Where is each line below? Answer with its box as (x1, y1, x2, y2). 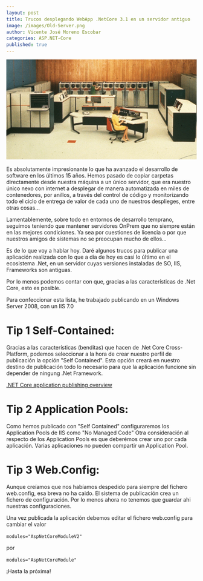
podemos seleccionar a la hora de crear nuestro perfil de (30, 350, 172, 357)
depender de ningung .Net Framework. (6, 370, 103, 377)
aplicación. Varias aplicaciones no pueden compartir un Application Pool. (6, 442, 188, 450)
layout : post (6, 10, 39, 16)
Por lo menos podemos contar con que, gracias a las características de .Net (6, 278, 196, 285)
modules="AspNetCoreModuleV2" (6, 534, 83, 540)
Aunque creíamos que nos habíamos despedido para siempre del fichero (6, 483, 188, 491)
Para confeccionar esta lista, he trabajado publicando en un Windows (6, 296, 179, 304)
